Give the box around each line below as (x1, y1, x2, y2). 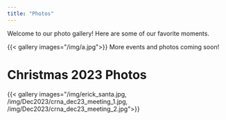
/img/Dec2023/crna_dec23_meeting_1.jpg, (7, 97, 128, 105)
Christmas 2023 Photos (7, 67, 147, 83)
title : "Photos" (7, 10, 54, 17)
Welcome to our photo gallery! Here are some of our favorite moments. (7, 29, 210, 37)
